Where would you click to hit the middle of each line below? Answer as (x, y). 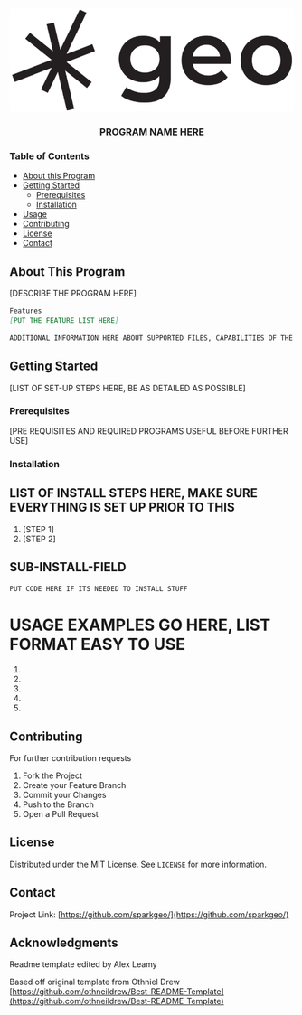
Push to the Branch (58, 804)
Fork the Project (52, 775)
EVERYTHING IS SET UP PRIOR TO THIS (122, 507)
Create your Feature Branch (74, 785)
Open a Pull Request (61, 814)
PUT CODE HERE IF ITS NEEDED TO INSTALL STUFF (99, 589)
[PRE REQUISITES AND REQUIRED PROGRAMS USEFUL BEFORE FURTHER (149, 431)
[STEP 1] (38, 529)
